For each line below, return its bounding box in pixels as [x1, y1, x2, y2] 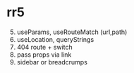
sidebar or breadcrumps [16, 57, 87, 66]
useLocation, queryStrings [16, 35, 95, 43]
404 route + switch [16, 43, 73, 51]
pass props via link [16, 50, 72, 59]
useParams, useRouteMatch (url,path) [16, 28, 128, 36]
